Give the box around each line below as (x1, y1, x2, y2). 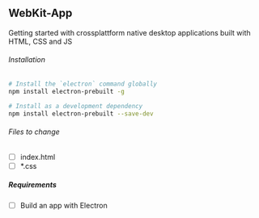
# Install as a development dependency (8, 102, 143, 110)
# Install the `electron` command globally (8, 80, 158, 88)
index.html (19, 152, 56, 161)
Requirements (8, 180, 57, 190)
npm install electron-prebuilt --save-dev (8, 109, 154, 118)
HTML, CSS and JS (8, 36, 73, 46)
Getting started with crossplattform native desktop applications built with (8, 27, 251, 37)
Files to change (8, 127, 61, 136)
